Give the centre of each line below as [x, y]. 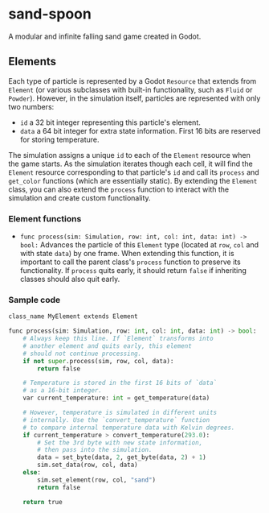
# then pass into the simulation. [95, 450]
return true [43, 502]
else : [32, 473]
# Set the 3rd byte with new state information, [120, 443]
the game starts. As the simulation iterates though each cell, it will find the [130, 163]
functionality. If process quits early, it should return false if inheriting [133, 271]
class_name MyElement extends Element [73, 316]
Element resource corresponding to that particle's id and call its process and [134, 172]
